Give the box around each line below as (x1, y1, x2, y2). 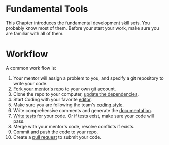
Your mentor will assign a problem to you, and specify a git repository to (13, 75, 164, 81)
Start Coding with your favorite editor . (13, 96, 92, 102)
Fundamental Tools (6, 3, 88, 15)
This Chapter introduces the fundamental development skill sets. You (6, 20, 150, 26)
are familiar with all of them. (6, 30, 64, 37)
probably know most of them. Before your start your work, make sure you (6, 25, 159, 31)
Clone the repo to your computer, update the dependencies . (13, 91, 139, 97)
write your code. (13, 80, 48, 86)
